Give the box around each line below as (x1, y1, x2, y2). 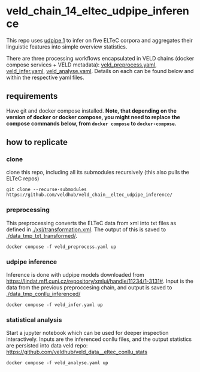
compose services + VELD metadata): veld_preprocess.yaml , (6, 61, 157, 68)
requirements (6, 91, 58, 101)
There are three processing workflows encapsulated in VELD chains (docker (6, 55, 195, 62)
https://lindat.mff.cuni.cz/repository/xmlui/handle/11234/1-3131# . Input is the (6, 277, 193, 285)
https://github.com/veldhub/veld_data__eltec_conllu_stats (6, 349, 148, 356)
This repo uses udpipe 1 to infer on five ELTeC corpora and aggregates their (6, 37, 193, 44)
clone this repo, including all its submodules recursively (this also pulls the (6, 169, 190, 176)
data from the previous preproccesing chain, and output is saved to (6, 284, 172, 291)
